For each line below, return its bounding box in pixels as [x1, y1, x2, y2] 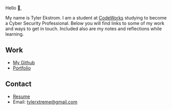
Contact [5, 80, 32, 89]
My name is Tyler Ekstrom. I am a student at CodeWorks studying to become [5, 15, 167, 20]
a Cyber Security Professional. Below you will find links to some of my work [5, 20, 165, 26]
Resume [12, 93, 30, 99]
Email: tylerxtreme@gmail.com [12, 99, 78, 105]
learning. [5, 31, 24, 37]
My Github [12, 59, 35, 65]
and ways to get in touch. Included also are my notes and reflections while [5, 26, 162, 32]
